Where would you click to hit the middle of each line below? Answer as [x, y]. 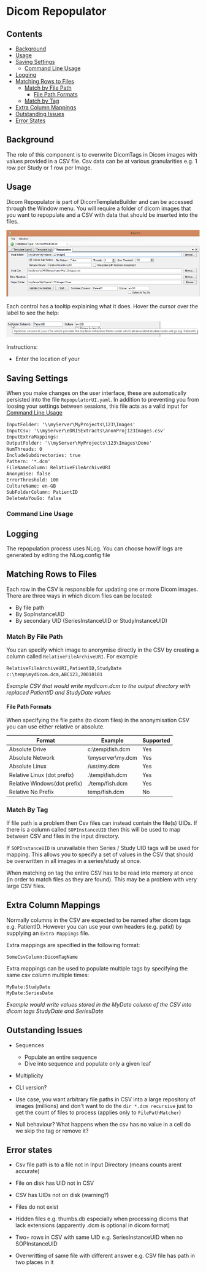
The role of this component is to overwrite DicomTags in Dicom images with [102, 154]
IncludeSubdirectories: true [44, 456]
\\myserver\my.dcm [112, 758]
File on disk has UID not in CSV [54, 1183]
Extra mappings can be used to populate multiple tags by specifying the [97, 968]
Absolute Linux [28, 767]
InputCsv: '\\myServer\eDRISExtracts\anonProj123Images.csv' [86, 431]
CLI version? [31, 1087]
